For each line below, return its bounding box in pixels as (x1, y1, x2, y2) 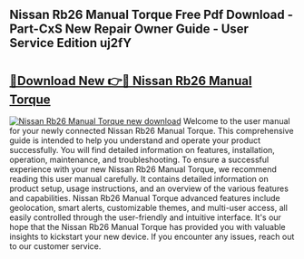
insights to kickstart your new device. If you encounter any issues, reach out (9, 231, 295, 242)
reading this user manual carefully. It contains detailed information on (9, 174, 270, 184)
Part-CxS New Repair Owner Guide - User (9, 22, 250, 37)
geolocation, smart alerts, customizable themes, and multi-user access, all (9, 203, 289, 213)
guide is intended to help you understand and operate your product (9, 135, 261, 146)
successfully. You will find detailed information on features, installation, (9, 145, 275, 155)
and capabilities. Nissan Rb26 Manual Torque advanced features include (9, 193, 281, 203)
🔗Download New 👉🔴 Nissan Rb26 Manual (9, 72, 252, 89)
